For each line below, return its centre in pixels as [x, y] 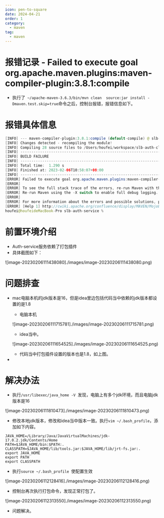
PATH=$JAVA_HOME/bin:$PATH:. [35, 445]
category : [15, 23]
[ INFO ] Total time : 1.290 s [35, 166]
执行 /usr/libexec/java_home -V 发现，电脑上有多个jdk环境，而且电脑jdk [85, 395]
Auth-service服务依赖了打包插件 [44, 246]
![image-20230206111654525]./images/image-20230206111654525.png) [85, 344]
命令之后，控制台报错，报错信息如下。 [97, 103]
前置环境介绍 [31, 232]
